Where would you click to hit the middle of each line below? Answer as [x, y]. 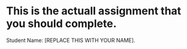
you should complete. [61, 24]
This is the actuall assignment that [94, 11]
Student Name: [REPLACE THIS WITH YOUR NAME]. [71, 40]
